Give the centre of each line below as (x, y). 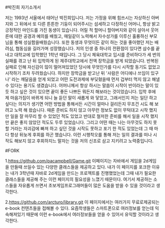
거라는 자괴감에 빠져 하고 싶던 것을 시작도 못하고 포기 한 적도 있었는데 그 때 (82, 129)
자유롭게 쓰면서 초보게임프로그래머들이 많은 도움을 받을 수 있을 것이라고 (86, 185)
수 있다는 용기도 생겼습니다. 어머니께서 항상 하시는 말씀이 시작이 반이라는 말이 (79, 85)
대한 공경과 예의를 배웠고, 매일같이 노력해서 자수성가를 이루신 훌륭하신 (81, 36)
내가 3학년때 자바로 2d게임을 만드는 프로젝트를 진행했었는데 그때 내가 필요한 (83, 173)
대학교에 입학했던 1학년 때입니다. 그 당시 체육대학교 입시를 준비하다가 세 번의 (87, 55)
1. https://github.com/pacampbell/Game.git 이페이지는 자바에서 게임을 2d (77, 161)
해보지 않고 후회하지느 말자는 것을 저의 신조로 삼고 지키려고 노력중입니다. (84, 141)
